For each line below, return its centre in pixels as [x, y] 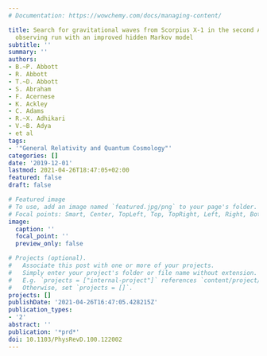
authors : [23, 60]
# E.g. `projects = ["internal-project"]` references [103, 280]
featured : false [35, 178]
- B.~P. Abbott [33, 67]
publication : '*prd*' [44, 332]
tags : [17, 141]
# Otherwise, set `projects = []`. [71, 288]
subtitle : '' [30, 44]
